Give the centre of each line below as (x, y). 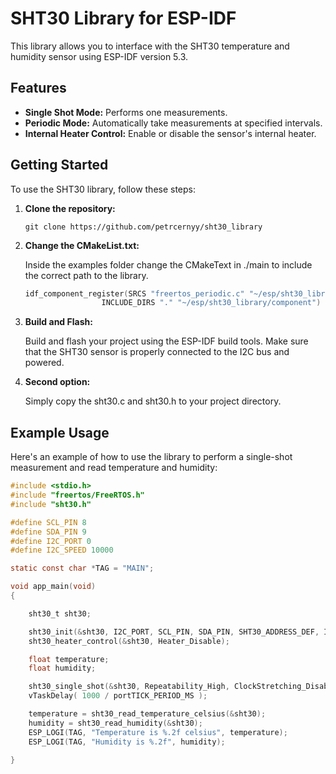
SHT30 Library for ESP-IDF (123, 18)
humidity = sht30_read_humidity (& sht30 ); (115, 723)
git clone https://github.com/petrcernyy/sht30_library (143, 227)
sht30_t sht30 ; (60, 613)
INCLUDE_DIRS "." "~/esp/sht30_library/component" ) (211, 303)
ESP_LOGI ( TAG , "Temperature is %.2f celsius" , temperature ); (158, 732)
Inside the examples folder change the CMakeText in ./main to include (168, 264)
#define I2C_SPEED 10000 (62, 550)
